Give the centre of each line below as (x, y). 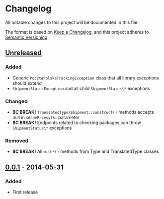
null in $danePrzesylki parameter (46, 117)
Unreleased (24, 53)
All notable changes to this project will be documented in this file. (72, 22)
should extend (27, 83)
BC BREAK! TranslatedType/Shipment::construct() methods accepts (83, 112)
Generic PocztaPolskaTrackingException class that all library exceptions (85, 78)
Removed (17, 140)
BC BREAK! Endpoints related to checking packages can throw (77, 123)
